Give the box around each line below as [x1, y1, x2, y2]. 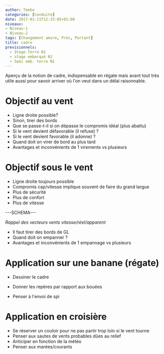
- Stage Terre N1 [10, 49, 46, 54]
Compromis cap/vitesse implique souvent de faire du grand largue [12, 184, 149, 190]
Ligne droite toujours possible [12, 179, 74, 185]
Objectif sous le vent [5, 162, 93, 173]
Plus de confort [12, 195, 45, 201]
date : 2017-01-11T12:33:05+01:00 [5, 17, 75, 22]
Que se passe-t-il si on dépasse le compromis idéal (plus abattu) [12, 123, 146, 129]
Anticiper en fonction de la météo [12, 338, 82, 344]
